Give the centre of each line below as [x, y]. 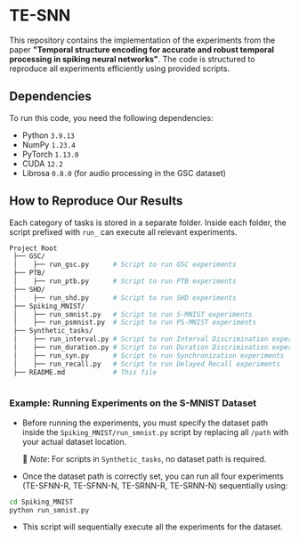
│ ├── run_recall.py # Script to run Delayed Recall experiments [146, 364]
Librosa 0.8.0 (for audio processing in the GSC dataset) [124, 173]
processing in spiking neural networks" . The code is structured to [132, 59]
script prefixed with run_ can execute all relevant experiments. [123, 231]
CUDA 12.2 [43, 163]
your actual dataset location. [74, 441]
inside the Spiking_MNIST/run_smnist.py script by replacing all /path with [155, 432]
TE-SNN [40, 16]
